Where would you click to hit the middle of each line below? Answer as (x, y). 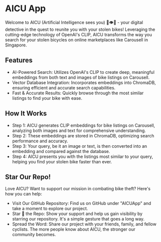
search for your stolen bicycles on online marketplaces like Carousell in (77, 40)
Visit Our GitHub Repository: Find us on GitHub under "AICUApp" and (81, 203)
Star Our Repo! (28, 177)
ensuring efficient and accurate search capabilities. (64, 88)
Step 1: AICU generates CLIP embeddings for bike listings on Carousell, (83, 125)
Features (19, 60)
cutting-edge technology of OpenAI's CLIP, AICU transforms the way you (79, 34)
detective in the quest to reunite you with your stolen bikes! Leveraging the (80, 29)
